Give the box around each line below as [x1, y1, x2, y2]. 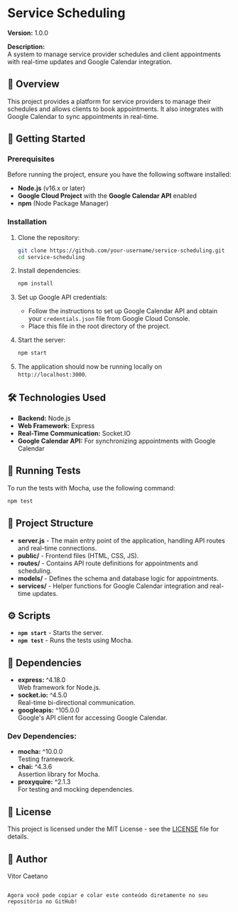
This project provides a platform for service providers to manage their [7, 97, 212, 105]
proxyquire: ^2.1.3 [17, 777, 71, 786]
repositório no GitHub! [7, 898, 78, 906]
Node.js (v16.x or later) [17, 184, 85, 193]
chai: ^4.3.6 [17, 762, 53, 771]
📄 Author [7, 853, 48, 865]
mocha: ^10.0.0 [17, 748, 63, 756]
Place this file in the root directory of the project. [28, 322, 171, 330]
